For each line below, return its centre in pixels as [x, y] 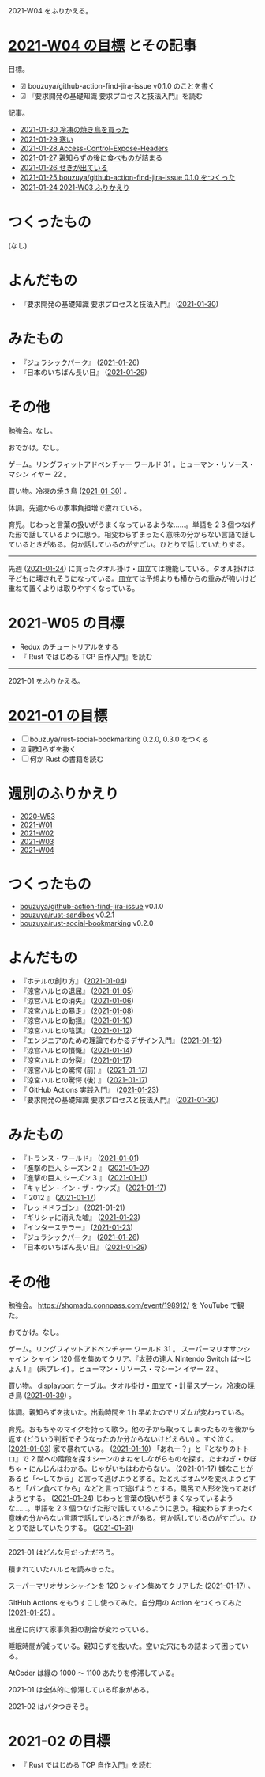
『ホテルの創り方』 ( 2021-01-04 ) [73, 981]
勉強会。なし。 [32, 430]
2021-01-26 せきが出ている [63, 167]
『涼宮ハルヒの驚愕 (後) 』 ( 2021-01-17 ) [84, 1080]
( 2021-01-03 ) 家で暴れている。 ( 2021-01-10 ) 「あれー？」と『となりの [122, 1449]
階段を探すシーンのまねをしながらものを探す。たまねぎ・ [150, 1459]
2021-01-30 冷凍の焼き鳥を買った [74, 129]
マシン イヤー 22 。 [39, 474]
